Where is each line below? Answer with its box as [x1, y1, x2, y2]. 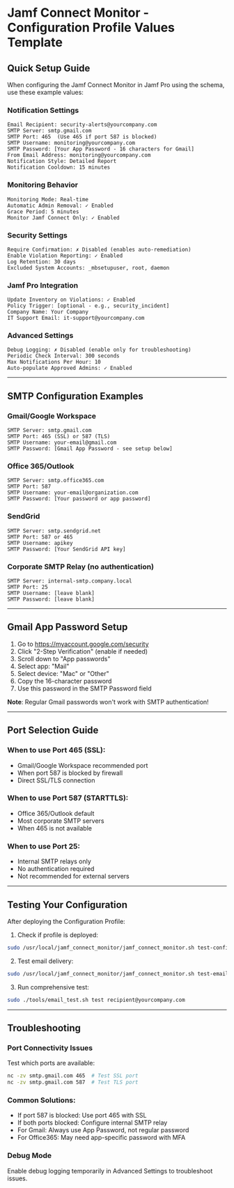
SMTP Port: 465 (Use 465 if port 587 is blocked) [7, 134, 157, 141]
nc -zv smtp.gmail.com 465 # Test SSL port [7, 1072, 139, 1079]
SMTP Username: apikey [7, 539, 73, 546]
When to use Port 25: [7, 841, 80, 851]
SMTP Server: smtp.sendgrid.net [7, 527, 101, 534]
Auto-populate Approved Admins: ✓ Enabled [7, 364, 132, 372]
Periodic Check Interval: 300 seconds [7, 353, 120, 360]
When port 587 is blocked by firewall [17, 769, 123, 777]
